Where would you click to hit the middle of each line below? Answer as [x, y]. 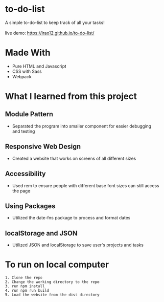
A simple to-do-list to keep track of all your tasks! [55, 22]
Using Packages [30, 206]
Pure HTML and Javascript [39, 66]
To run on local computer [57, 265]
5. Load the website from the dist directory [52, 295]
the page [21, 191]
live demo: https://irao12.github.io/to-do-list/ [50, 33]
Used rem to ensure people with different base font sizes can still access [85, 185]
